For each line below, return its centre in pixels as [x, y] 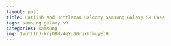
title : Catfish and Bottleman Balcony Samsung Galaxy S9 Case [85, 17]
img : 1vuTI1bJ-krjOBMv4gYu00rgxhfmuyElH [58, 34]
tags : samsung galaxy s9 [37, 23]
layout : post [22, 12]
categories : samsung [32, 28]
